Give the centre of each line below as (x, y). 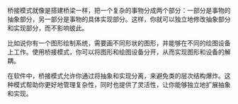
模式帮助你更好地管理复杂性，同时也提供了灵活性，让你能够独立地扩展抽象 (122, 85)
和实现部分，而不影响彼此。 (48, 28)
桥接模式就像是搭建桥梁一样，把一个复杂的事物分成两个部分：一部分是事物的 (119, 10)
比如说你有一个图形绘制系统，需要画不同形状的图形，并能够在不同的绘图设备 (119, 43)
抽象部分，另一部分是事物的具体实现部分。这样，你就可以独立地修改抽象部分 (119, 19)
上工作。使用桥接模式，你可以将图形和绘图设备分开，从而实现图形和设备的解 (119, 52)
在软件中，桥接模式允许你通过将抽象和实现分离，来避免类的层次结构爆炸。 (116, 76)
